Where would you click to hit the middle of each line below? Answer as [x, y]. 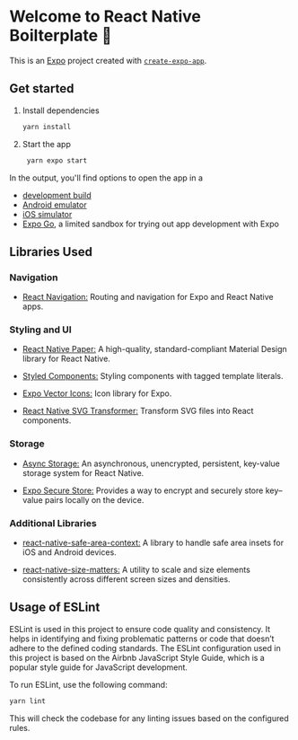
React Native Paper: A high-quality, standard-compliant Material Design [154, 349]
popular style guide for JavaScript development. [99, 667]
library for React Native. [66, 359]
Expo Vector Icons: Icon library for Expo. [97, 393]
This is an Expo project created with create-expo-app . [108, 60]
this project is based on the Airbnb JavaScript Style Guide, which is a [137, 657]
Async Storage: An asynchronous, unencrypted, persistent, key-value [151, 463]
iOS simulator [47, 214]
